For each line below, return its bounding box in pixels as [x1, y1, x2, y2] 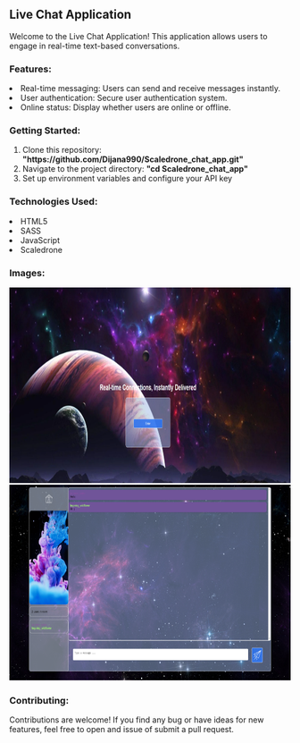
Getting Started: [9, 124, 81, 137]
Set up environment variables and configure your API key [21, 173, 233, 184]
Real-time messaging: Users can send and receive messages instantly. [21, 83, 281, 94]
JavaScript [21, 234, 61, 245]
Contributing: [9, 694, 70, 706]
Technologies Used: [9, 196, 98, 208]
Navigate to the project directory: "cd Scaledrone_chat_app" [21, 164, 248, 174]
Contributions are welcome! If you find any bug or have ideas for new [9, 714, 264, 725]
